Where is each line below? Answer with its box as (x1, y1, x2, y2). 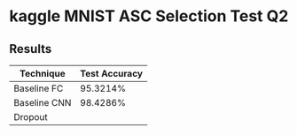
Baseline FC (13, 82, 64, 94)
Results (9, 41, 52, 56)
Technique (19, 68, 66, 79)
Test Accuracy (79, 68, 144, 79)
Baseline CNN (13, 97, 72, 109)
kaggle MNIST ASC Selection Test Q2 (9, 6, 289, 26)
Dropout (13, 111, 48, 123)
